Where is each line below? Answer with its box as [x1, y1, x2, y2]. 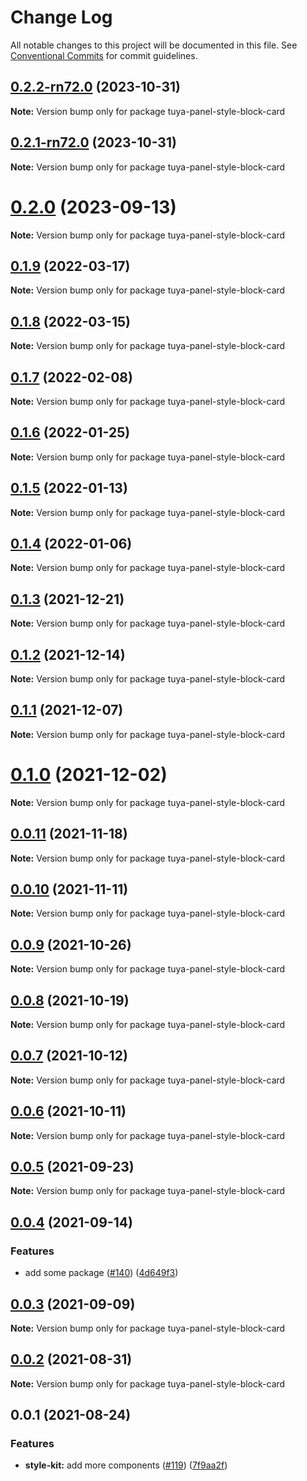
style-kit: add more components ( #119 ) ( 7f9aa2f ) [24, 1459, 228, 1471]
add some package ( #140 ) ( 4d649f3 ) [24, 1267, 179, 1279]
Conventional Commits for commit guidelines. [10, 49, 198, 61]
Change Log [10, 6, 113, 29]
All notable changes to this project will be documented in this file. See [10, 39, 298, 51]
